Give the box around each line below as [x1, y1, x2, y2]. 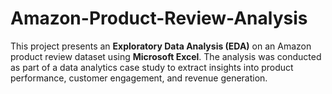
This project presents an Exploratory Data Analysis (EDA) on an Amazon [10, 40, 312, 52]
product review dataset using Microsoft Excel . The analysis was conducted [10, 50, 322, 62]
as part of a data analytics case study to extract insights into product [10, 61, 294, 73]
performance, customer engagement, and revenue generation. [10, 72, 268, 84]
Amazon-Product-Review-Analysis [10, 7, 308, 30]
